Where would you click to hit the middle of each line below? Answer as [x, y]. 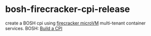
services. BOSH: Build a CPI [34, 28]
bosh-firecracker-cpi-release [67, 9]
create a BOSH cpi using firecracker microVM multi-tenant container [75, 23]
